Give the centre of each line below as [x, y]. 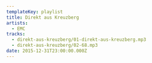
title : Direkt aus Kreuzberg [43, 17]
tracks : [16, 34]
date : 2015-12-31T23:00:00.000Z [47, 51]
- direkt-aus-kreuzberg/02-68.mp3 [55, 46]
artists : [17, 23]
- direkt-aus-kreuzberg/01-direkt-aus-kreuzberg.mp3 [79, 40]
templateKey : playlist [35, 12]
